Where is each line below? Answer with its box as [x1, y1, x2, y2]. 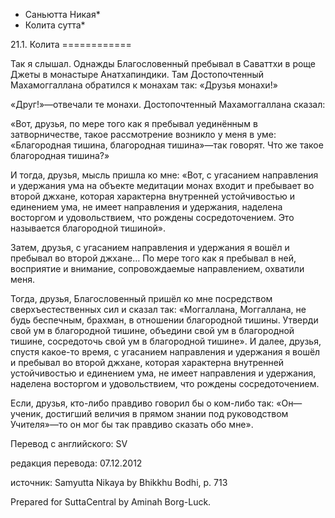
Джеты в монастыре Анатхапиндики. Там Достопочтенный [10, 69, 264, 80]
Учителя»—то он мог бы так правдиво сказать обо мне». [10, 419, 254, 430]
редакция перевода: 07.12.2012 [10, 457, 143, 469]
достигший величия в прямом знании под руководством [45, 408, 289, 419]
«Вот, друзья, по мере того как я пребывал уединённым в [10, 118, 258, 129]
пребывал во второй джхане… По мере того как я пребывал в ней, [10, 252, 297, 264]
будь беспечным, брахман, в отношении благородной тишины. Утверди [10, 314, 319, 326]
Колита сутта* [24, 19, 86, 31]
